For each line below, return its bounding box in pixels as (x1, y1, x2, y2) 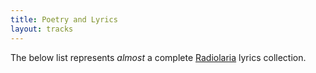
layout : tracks (10, 24, 74, 34)
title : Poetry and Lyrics (10, 14, 118, 25)
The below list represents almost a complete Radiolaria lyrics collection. (10, 51, 307, 63)
